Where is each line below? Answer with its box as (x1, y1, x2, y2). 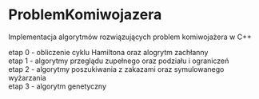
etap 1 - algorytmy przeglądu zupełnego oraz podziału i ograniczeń (8, 56, 229, 65)
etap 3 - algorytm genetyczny (8, 81, 106, 91)
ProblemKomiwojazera (8, 6, 162, 24)
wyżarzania (8, 73, 46, 82)
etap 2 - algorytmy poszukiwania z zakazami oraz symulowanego (8, 64, 225, 73)
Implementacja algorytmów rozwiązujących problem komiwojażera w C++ (8, 32, 252, 42)
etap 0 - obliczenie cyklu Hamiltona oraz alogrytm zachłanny (8, 47, 209, 57)
